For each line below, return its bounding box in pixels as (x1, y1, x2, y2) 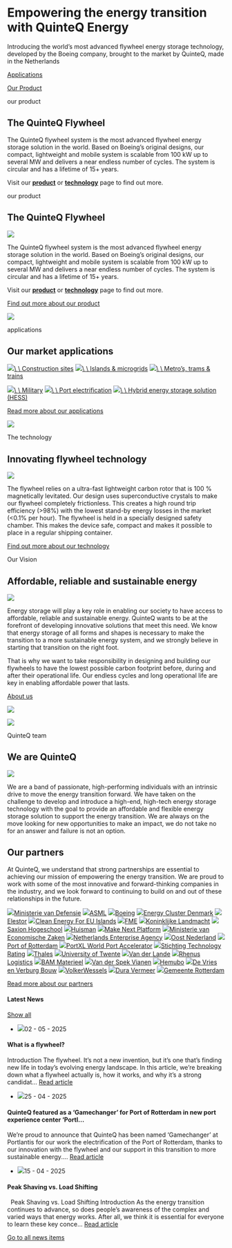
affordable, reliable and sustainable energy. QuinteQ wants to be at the (7, 614, 209, 622)
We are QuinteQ (7, 751, 77, 763)
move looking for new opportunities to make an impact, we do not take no (7, 819, 217, 827)
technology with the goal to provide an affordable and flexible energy (7, 805, 204, 813)
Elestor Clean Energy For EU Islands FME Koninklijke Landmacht (7, 916, 211, 925)
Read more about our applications (7, 407, 104, 415)
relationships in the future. (7, 894, 82, 903)
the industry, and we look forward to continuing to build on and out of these (7, 887, 222, 895)
